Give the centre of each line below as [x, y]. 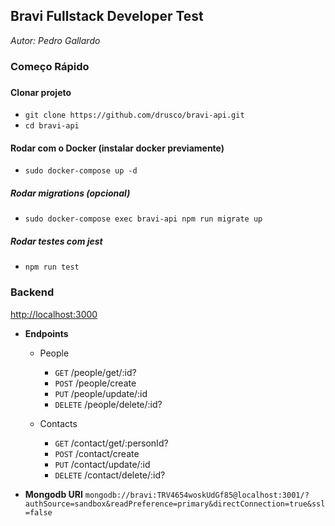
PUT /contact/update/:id [102, 464]
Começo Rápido [50, 66]
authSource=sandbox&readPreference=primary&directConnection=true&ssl [175, 504]
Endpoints [46, 333]
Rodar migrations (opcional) [70, 193]
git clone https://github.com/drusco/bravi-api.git [134, 115]
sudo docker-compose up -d [81, 171]
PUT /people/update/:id [101, 393]
